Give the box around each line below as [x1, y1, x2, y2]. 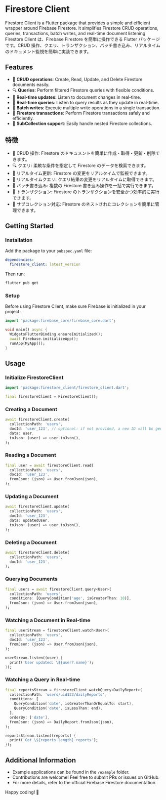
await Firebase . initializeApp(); [9, 336, 79, 341]
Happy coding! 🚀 [5, 789, 40, 795]
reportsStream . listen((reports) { [5, 733, 77, 738]
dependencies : [5, 257, 35, 262]
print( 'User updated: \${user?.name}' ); [9, 660, 94, 665]
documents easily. [12, 82, 50, 87]
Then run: [5, 271, 25, 277]
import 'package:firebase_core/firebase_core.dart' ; [5, 318, 116, 323]
